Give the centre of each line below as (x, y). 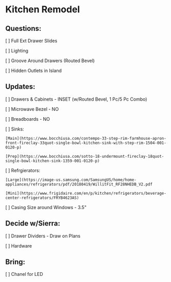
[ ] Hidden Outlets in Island (34, 71)
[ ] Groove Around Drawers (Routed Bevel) (50, 61)
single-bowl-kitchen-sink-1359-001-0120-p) (53, 161)
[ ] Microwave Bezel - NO (32, 109)
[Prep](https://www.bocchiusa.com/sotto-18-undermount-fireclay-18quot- (85, 156)
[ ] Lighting (17, 51)
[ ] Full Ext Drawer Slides (31, 41)
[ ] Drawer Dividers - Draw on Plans (43, 236)
